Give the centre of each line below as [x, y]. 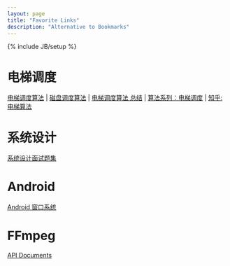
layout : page [26, 14]
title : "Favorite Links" [43, 20]
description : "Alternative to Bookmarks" [69, 27]
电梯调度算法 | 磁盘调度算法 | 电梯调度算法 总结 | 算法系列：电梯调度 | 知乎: [115, 98]
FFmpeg [31, 236]
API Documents [30, 255]
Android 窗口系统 [32, 207]
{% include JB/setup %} [42, 47]
